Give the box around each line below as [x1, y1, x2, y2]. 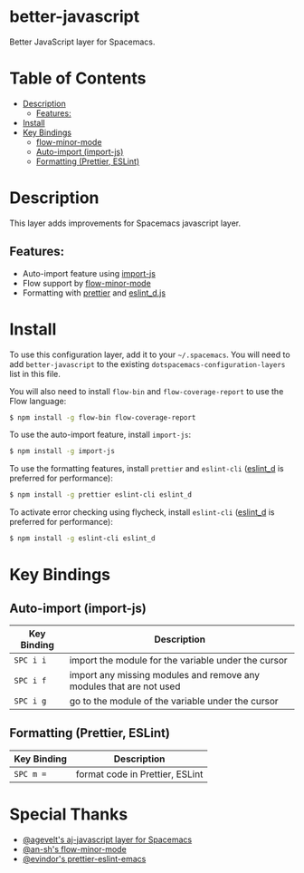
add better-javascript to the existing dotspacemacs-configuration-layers [9, 358, 286, 369]
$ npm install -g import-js [9, 447, 116, 456]
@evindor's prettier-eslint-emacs [22, 853, 147, 864]
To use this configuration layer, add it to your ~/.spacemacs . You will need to [9, 349, 291, 360]
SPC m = [14, 769, 47, 779]
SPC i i [14, 655, 47, 665]
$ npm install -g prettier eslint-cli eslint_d [9, 490, 193, 500]
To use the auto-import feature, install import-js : [9, 429, 192, 441]
